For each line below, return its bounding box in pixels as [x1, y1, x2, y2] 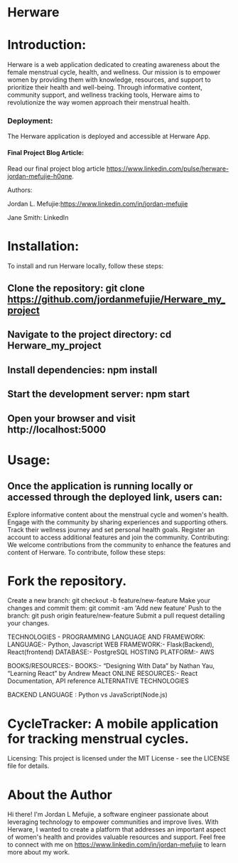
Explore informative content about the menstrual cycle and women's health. [7, 510, 229, 519]
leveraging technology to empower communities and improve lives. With [7, 817, 219, 826]
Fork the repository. [7, 573, 127, 589]
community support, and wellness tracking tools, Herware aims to [7, 90, 200, 100]
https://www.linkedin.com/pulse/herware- [106, 164, 229, 173]
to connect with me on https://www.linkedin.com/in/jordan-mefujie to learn [7, 840, 226, 849]
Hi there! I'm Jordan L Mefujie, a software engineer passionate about [7, 810, 209, 819]
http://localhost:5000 [7, 423, 107, 435]
